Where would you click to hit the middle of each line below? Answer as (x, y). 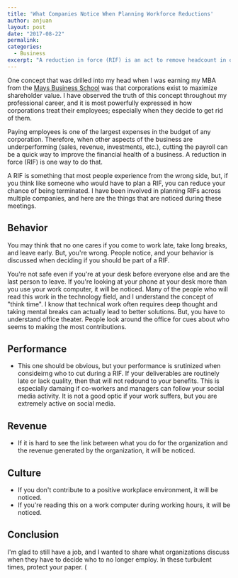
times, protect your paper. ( (47, 567)
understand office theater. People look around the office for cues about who (119, 319)
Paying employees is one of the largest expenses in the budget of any (109, 131)
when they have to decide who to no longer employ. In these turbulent (110, 559)
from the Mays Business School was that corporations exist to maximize (112, 88)
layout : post (27, 27)
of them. (19, 118)
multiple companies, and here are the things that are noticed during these (114, 198)
